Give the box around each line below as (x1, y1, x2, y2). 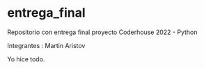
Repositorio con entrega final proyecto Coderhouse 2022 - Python (7, 28, 198, 36)
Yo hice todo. (7, 54, 45, 63)
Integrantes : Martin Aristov (7, 41, 86, 49)
